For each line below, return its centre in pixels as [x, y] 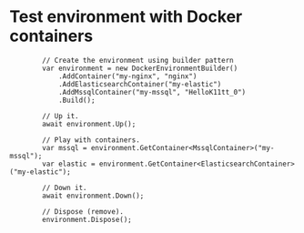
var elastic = [69, 164]
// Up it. [61, 116]
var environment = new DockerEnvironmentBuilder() [140, 68]
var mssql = [65, 147]
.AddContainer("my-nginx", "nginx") [127, 76]
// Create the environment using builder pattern [138, 60]
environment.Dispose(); [87, 219]
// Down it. [65, 187]
